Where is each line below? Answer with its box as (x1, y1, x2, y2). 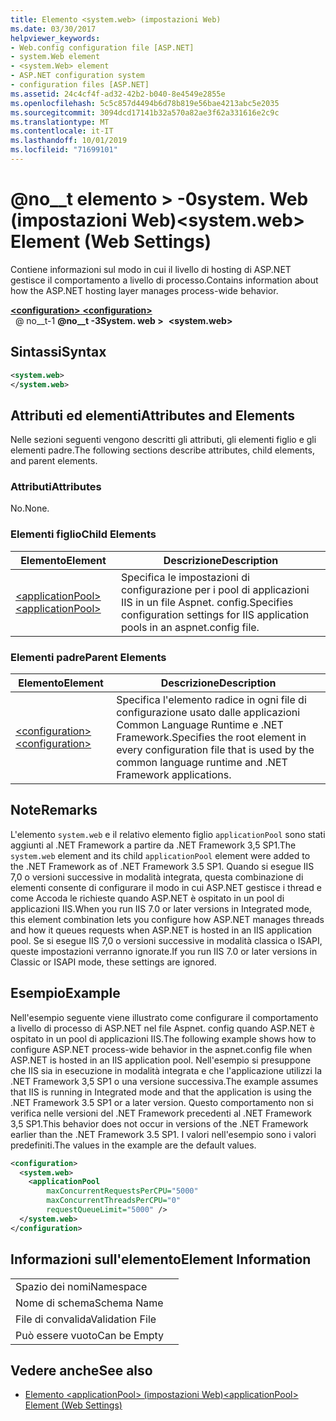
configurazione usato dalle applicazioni (116, 706, 301, 720)
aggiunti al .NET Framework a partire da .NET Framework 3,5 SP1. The (10, 839, 297, 851)
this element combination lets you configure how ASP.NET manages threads (10, 913, 325, 925)
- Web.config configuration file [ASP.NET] (10, 42, 195, 53)
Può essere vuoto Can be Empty (15, 1328, 165, 1342)
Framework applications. (116, 768, 232, 782)
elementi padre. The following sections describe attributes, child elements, (10, 444, 315, 456)
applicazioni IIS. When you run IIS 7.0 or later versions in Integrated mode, (10, 902, 312, 915)
